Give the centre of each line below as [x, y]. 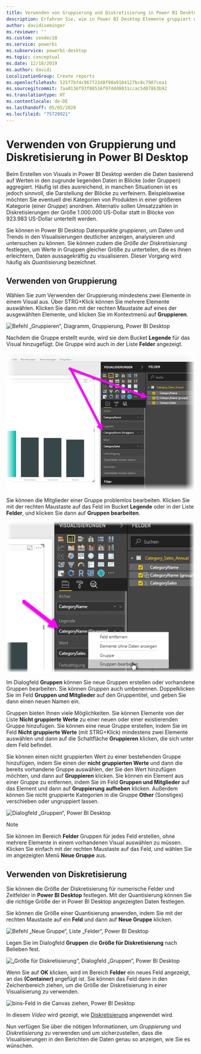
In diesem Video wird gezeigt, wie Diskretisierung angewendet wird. [90, 1015]
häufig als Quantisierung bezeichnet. [52, 262]
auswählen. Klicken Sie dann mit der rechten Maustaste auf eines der [92, 308]
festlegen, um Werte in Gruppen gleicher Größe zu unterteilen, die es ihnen [99, 249]
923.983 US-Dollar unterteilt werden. [52, 219]
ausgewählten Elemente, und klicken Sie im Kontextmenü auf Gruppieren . [97, 315]
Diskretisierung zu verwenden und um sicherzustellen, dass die [84, 1033]
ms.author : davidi [29, 70]
